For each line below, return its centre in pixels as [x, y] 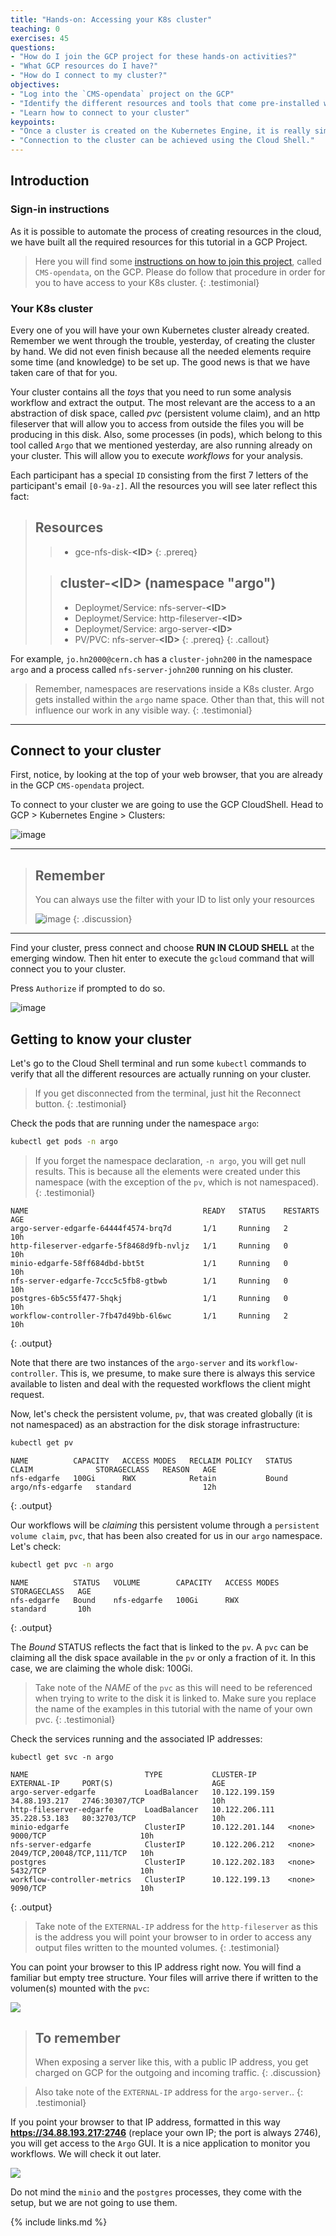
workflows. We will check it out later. [86, 2154]
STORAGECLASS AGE [51, 1591]
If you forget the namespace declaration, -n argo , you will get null [170, 1160]
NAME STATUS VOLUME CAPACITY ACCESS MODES [145, 1582]
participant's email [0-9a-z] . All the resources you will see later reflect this [164, 485]
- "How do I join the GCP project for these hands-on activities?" [154, 57]
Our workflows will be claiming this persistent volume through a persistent [165, 1525]
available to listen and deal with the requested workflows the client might [160, 1383]
